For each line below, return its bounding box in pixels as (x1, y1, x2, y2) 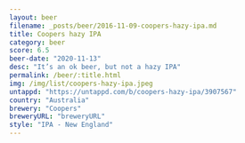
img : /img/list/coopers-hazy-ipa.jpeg (9, 79, 153, 88)
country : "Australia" (9, 95, 90, 105)
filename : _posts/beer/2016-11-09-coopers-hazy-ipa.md (9, 21, 217, 30)
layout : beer (9, 12, 58, 22)
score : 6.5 (9, 46, 50, 55)
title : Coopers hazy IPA (9, 29, 102, 38)
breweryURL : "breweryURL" (9, 112, 105, 121)
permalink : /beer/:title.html (9, 71, 122, 80)
